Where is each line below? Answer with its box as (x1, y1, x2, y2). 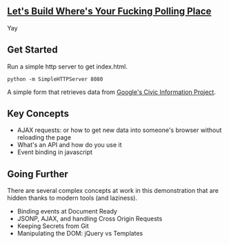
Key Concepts (7, 108, 69, 120)
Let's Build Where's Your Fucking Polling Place (7, 6, 212, 17)
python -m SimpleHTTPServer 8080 (7, 75, 103, 82)
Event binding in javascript (17, 148, 93, 156)
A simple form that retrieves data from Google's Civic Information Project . (7, 88, 216, 96)
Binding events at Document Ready (17, 207, 117, 216)
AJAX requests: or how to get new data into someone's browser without (17, 126, 222, 134)
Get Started (7, 44, 58, 56)
